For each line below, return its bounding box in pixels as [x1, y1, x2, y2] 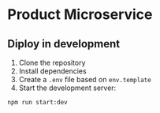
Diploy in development [7, 37, 120, 51]
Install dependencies [18, 66, 87, 76]
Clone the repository [18, 58, 86, 67]
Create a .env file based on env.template [18, 75, 151, 84]
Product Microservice [7, 6, 153, 24]
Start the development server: [18, 83, 117, 92]
